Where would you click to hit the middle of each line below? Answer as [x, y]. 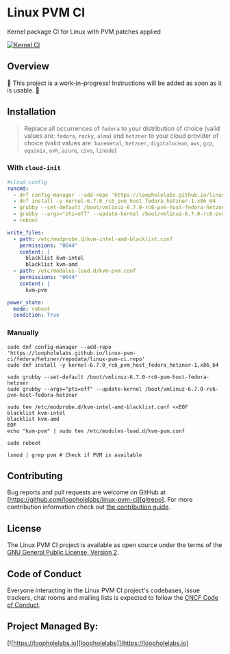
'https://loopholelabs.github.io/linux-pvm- [72, 353]
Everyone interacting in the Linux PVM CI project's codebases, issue [104, 590]
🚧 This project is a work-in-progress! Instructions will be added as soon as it [115, 83]
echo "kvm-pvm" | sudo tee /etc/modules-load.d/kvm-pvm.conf [96, 431]
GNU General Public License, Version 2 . [63, 553]
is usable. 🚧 [23, 90]
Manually [23, 332]
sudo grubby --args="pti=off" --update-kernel [75, 389]
